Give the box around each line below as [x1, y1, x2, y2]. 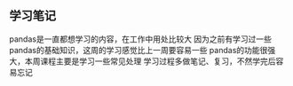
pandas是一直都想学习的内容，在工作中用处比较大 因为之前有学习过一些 [9, 34, 273, 44]
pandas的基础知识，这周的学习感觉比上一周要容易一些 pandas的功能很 [9, 44, 268, 55]
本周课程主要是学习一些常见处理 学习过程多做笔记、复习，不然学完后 [24, 56, 276, 66]
